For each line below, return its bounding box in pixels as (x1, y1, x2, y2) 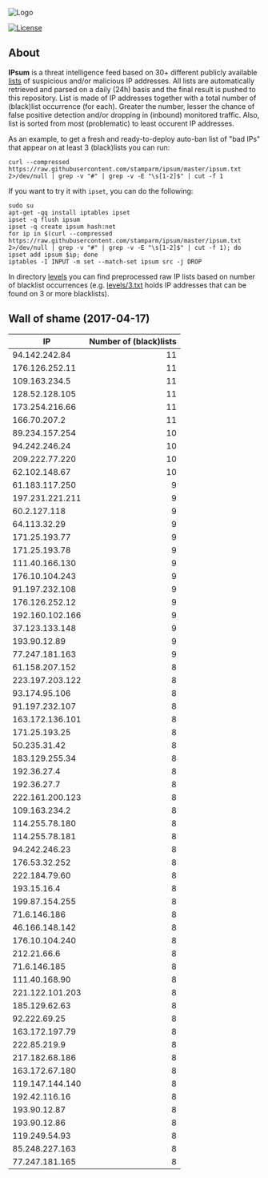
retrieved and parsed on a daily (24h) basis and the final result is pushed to (8, 84, 256, 94)
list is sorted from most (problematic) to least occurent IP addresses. (8, 119, 234, 128)
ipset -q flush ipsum (8, 215, 81, 223)
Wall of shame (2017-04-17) (8, 312, 150, 326)
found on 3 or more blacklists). (8, 288, 110, 298)
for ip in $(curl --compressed (8, 229, 113, 238)
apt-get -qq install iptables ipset (8, 208, 130, 216)
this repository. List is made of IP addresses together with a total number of (8, 93, 257, 103)
